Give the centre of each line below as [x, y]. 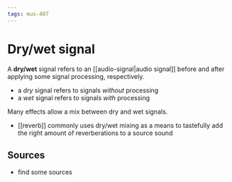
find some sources [45, 172]
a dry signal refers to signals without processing [88, 90]
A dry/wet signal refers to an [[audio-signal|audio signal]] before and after [116, 69]
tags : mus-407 [28, 14]
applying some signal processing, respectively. [76, 76]
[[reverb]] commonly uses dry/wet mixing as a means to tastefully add [120, 125]
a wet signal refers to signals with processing [84, 97]
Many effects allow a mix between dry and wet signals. [88, 112]
